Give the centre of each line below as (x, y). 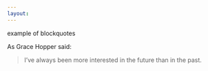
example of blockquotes (41, 33)
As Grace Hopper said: (40, 46)
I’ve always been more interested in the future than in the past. (113, 60)
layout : (18, 13)
